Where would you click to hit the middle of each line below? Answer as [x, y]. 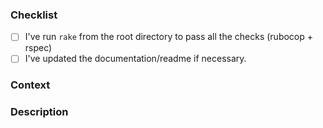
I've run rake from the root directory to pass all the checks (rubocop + [169, 37]
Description [39, 112]
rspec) [38, 48]
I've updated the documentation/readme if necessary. [135, 59]
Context [30, 85]
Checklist [34, 15]
